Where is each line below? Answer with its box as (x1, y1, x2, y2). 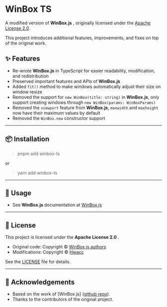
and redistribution (12, 73, 49, 79)
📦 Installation (5, 135, 50, 144)
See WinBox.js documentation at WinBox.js (12, 202, 102, 208)
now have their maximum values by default (12, 110, 100, 116)
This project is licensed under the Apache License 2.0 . (5, 234, 119, 240)
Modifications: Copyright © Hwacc (12, 249, 84, 255)
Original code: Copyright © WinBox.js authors (12, 244, 106, 250)
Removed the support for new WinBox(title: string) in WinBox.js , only (12, 94, 160, 100)
